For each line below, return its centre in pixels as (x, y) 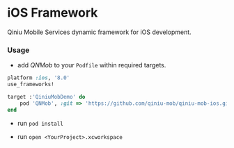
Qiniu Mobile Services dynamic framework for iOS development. (99, 32)
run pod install (40, 123)
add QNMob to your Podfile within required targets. (92, 65)
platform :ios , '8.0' (39, 78)
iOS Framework (53, 13)
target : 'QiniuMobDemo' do (46, 97)
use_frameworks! (31, 85)
